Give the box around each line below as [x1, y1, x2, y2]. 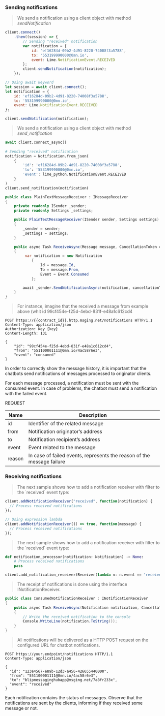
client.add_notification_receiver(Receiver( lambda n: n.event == [5, 572, 141, 577]
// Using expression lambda [5, 517, 63, 522]
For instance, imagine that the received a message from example [17, 303, 149, 309]
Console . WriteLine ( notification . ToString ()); [23, 619, 118, 624]
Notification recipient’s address [28, 436, 101, 443]
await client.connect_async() [5, 140, 67, 145]
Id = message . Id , [40, 263, 76, 268]
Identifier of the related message [28, 420, 104, 427]
